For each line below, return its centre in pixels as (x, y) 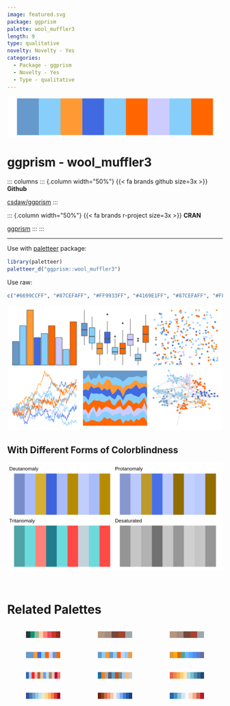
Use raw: (20, 282)
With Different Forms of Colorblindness (93, 450)
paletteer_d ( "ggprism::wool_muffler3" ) (64, 269)
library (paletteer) (35, 262)
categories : (24, 58)
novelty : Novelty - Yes (41, 51)
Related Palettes (54, 610)
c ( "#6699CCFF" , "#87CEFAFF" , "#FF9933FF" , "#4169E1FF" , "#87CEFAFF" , (108, 295)
